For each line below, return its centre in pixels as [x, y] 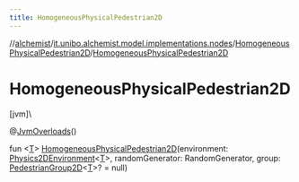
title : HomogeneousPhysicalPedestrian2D [86, 17]
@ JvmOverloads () [43, 131]
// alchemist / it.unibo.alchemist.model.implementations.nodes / [123, 43]
